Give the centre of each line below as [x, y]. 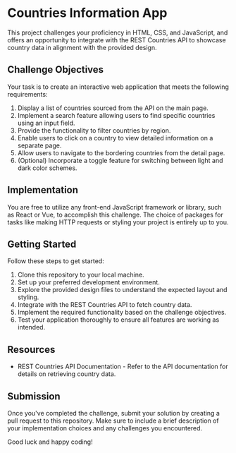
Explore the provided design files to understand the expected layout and [122, 290]
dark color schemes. [47, 168]
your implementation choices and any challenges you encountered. [105, 428]
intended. [31, 327]
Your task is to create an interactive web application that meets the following [118, 87]
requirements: [27, 94]
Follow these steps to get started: [56, 261]
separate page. [39, 145]
